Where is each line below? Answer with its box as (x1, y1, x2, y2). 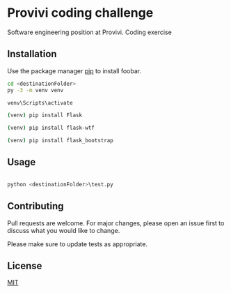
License (7, 260, 42, 271)
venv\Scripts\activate (7, 99, 73, 106)
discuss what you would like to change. (7, 226, 120, 234)
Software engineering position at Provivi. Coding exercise (7, 28, 172, 36)
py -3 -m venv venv (7, 87, 64, 93)
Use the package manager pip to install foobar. (7, 66, 141, 75)
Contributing (7, 200, 64, 212)
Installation (7, 48, 57, 60)
